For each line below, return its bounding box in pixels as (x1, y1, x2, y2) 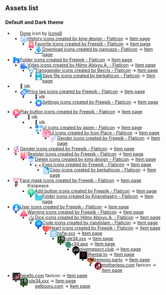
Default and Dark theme (5, 19, 64, 26)
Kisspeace (27, 183, 49, 189)
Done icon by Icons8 (19, 30, 62, 36)
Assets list (5, 4, 39, 12)
